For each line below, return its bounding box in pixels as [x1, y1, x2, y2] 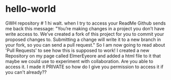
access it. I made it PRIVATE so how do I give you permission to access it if [5, 64, 164, 70]
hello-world [5, 3, 56, 15]
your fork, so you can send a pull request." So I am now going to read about [5, 42, 165, 48]
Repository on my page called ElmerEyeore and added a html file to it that [5, 52, 161, 59]
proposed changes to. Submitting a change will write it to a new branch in [5, 36, 161, 43]
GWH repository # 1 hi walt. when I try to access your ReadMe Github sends [5, 20, 166, 26]
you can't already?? [5, 69, 47, 75]
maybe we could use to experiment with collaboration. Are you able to [5, 58, 154, 64]
